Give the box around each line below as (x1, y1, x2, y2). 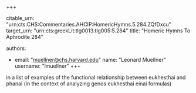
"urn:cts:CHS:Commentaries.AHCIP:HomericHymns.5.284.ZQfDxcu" (6, 21, 171, 28)
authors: (6, 45, 26, 52)
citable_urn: (6, 15, 35, 21)
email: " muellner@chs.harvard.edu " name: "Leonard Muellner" (14, 57, 166, 63)
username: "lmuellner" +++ (14, 62, 81, 69)
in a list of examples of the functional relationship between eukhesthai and (6, 74, 186, 81)
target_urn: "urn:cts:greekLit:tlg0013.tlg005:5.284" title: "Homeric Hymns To (6, 27, 191, 34)
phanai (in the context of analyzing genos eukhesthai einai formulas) (6, 80, 172, 87)
